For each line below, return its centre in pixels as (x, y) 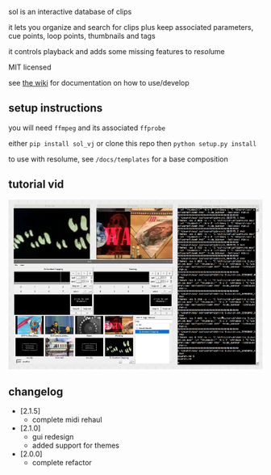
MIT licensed (30, 67)
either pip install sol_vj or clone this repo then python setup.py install (132, 143)
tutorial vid (36, 185)
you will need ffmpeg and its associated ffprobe (87, 128)
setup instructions (56, 108)
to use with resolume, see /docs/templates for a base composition (118, 159)
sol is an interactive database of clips (70, 12)
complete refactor (62, 463)
